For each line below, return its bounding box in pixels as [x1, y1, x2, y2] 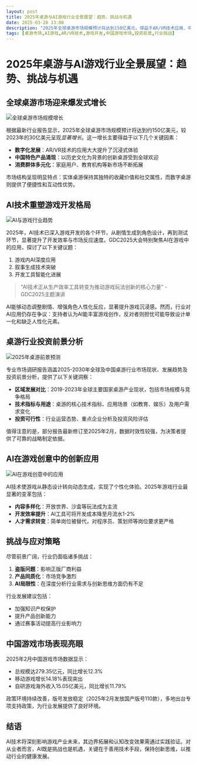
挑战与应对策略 [6, 536, 60, 546]
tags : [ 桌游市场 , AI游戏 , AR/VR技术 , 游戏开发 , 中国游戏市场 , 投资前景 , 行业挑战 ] [6, 31, 175, 36]
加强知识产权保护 [14, 605, 56, 612]
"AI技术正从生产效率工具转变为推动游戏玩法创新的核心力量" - [20, 283, 168, 290]
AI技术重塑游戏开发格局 [6, 200, 91, 210]
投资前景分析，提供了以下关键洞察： [6, 373, 94, 380]
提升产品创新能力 [14, 612, 56, 620]
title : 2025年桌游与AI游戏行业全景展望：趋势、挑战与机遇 [6, 14, 132, 20]
